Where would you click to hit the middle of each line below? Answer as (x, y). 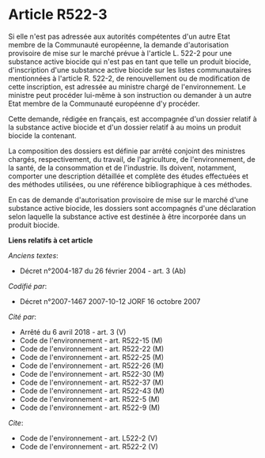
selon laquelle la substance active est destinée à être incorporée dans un (127, 216)
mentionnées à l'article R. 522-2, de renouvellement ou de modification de (129, 78)
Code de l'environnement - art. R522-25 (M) (92, 357)
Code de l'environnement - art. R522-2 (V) (89, 446)
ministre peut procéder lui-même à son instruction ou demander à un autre (130, 95)
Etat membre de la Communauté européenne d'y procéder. (104, 103)
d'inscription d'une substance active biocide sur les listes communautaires (130, 69)
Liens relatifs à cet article (51, 240)
